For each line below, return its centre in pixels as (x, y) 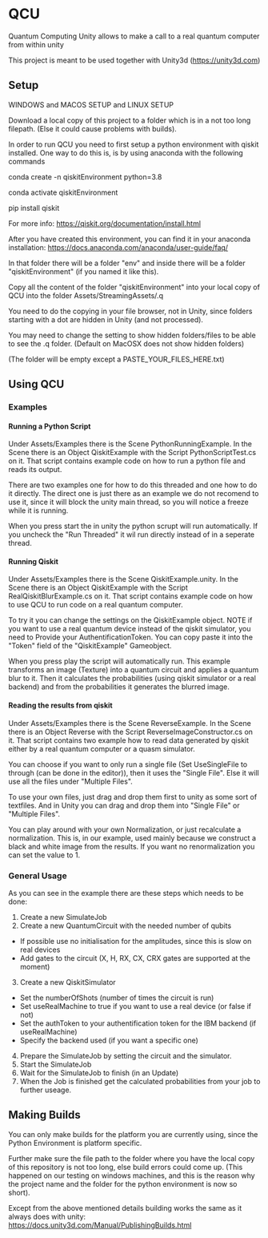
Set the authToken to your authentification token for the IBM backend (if (138, 1023)
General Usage (38, 876)
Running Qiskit (33, 561)
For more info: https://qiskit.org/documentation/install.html (105, 223)
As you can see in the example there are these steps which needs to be (126, 893)
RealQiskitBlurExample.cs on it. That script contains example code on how (131, 596)
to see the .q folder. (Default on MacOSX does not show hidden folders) (126, 343)
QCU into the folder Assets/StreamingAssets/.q (86, 295)
